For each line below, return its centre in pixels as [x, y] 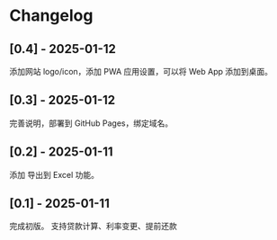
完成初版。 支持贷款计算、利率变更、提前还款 [93, 227]
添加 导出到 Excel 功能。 [54, 174]
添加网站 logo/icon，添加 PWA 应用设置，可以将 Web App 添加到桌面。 [141, 71]
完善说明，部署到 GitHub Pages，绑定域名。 [91, 123]
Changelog [51, 16]
